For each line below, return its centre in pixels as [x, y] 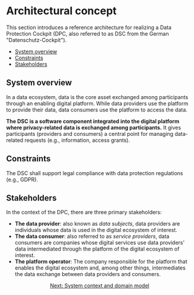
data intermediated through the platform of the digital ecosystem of [97, 249]
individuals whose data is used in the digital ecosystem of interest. [96, 230]
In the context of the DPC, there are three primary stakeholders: [84, 212]
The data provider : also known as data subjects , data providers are [97, 224]
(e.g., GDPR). [22, 179]
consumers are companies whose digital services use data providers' [100, 243]
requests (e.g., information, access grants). [77, 140]
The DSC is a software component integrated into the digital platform [93, 121]
